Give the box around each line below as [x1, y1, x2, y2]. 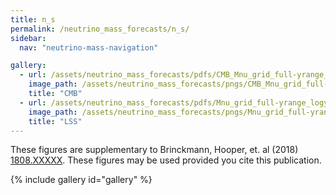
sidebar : [10, 33, 47, 43]
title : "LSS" [28, 116, 83, 126]
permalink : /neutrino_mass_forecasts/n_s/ [10, 24, 190, 34]
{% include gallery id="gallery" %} [10, 174, 153, 186]
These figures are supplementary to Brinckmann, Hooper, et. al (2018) [10, 144, 299, 156]
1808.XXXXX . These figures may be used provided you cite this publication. [10, 154, 322, 166]
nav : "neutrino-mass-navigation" [19, 42, 159, 53]
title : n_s [10, 14, 56, 25]
